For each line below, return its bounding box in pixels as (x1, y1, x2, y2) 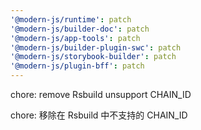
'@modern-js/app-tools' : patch (10, 33, 141, 43)
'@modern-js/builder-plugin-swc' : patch (10, 42, 182, 53)
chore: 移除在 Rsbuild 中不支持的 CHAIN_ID (10, 109, 188, 121)
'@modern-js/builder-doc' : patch (10, 24, 150, 34)
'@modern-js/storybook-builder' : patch (10, 52, 177, 62)
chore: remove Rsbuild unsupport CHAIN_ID (10, 89, 192, 100)
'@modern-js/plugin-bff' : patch (10, 61, 145, 71)
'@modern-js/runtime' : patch (10, 14, 132, 25)
